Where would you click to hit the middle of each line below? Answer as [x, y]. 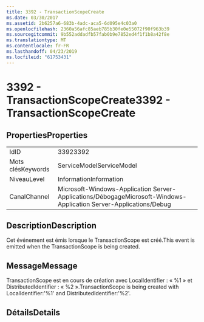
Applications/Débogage [91, 196]
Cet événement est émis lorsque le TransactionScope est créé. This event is [101, 240]
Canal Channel [29, 196]
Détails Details [33, 313]
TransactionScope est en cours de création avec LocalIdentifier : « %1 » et [99, 281]
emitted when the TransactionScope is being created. [73, 247]
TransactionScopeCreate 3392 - [88, 100]
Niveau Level [27, 179]
